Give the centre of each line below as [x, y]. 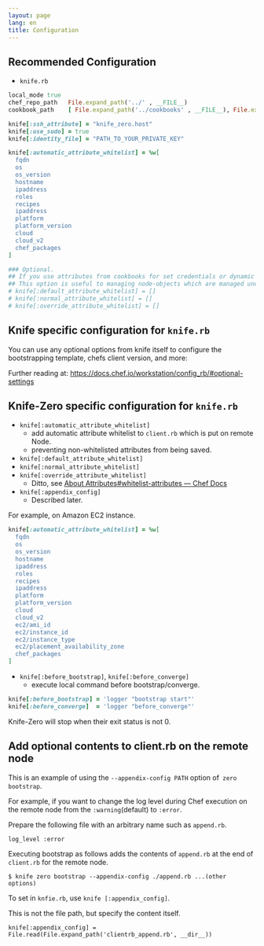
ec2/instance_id [42, 632]
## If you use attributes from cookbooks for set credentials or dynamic [132, 277]
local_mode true [35, 95]
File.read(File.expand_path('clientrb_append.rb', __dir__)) [110, 934]
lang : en [22, 23]
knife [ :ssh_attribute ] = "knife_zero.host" [81, 124]
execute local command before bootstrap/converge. [115, 685]
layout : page [29, 15]
